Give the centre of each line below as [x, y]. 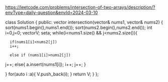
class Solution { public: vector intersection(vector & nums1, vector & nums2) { [84, 22]
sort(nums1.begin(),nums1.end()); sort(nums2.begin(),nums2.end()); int [79, 27]
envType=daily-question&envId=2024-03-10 [52, 12]
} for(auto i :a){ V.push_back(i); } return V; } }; [52, 74]
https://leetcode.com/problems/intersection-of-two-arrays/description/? [80, 7]
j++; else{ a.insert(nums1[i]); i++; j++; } [46, 64]
